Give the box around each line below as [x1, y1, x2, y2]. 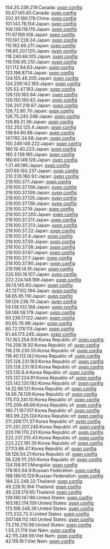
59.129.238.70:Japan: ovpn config [5, 298, 77, 304]
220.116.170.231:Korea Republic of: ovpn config [5, 429, 103, 435]
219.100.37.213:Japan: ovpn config [5, 222, 77, 228]
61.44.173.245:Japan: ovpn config [5, 331, 76, 337]
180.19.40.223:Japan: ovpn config [5, 146, 76, 152]
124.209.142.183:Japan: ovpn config [5, 80, 80, 87]
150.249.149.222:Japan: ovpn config [5, 140, 82, 147]
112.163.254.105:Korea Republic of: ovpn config [5, 337, 104, 342]
